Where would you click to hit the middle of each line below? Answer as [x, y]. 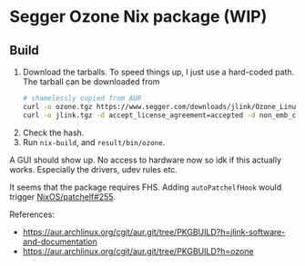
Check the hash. [53, 133]
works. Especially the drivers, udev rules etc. [93, 169]
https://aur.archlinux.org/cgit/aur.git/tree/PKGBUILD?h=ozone [138, 251]
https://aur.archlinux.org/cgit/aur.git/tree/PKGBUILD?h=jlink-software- [154, 232]
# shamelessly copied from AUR [82, 98]
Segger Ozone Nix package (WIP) [138, 17]
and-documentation [60, 241]
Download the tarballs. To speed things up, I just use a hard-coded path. [158, 72]
